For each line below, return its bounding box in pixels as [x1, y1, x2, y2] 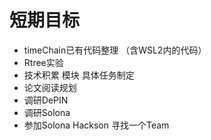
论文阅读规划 [23, 81, 77, 93]
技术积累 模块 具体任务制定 [23, 69, 135, 81]
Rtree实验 [23, 56, 64, 68]
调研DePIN [23, 94, 69, 106]
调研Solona [23, 106, 71, 118]
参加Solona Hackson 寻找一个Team [23, 119, 170, 131]
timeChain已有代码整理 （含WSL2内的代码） [23, 44, 207, 56]
